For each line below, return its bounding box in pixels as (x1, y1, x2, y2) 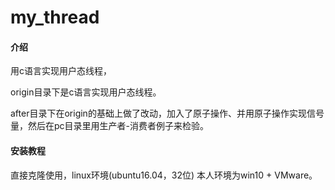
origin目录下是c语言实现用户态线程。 (10, 86, 162, 98)
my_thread (10, 6, 100, 29)
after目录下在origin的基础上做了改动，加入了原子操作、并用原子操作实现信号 (10, 107, 325, 120)
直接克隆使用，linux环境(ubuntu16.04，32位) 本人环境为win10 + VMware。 (10, 169, 318, 181)
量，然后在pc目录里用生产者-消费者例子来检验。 (10, 120, 210, 132)
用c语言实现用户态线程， (10, 65, 112, 77)
